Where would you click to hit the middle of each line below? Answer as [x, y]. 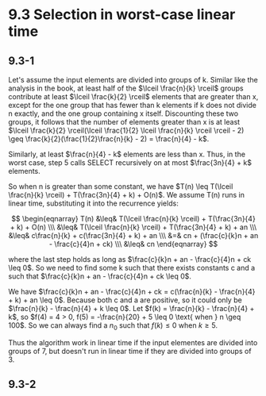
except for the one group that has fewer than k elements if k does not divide [132, 105]
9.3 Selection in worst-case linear [122, 15]
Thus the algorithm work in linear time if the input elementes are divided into [133, 342]
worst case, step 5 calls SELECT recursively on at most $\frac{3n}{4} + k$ [130, 163]
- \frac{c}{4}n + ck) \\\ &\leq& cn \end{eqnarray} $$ [133, 244]
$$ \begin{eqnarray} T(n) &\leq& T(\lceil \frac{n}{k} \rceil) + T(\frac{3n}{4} [133, 219]
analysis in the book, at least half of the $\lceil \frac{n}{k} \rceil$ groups [126, 88]
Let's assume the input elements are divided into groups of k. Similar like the [133, 80]
